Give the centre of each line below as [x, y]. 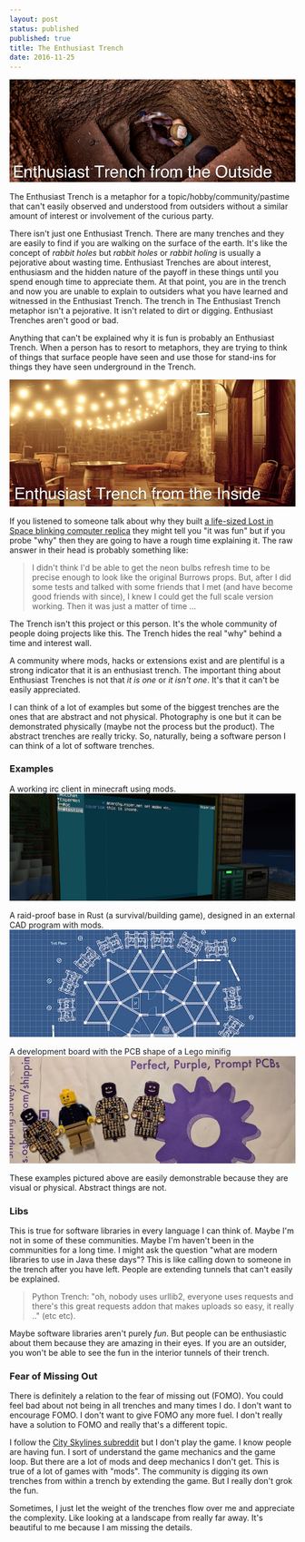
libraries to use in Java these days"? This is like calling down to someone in [150, 1260]
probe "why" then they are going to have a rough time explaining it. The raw [151, 540]
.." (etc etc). [54, 1316]
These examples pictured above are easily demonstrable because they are [149, 1178]
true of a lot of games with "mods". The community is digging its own [139, 1471]
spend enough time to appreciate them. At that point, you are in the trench [148, 281]
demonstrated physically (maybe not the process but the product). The [142, 726]
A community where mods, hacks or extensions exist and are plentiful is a [148, 660]
